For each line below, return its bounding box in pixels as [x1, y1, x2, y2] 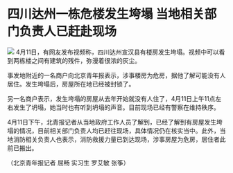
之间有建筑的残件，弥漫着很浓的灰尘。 [31, 56, 141, 64]
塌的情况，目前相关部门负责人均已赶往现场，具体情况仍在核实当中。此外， [7, 126, 220, 135]
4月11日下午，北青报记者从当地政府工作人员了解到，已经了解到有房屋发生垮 [7, 118, 223, 126]
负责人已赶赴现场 [19, 24, 117, 39]
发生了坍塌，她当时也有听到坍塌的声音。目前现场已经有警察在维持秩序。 [12, 103, 220, 111]
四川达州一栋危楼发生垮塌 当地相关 [7, 6, 205, 22]
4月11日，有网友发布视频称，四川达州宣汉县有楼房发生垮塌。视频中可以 [15, 48, 220, 56]
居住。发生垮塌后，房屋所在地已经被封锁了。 [7, 80, 135, 88]
